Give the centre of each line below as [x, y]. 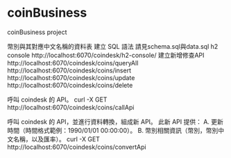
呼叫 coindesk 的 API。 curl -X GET [57, 100]
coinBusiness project [37, 32]
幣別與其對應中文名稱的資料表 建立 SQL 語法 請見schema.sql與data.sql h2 [113, 46]
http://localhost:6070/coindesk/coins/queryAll [73, 63]
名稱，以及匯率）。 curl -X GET [57, 139]
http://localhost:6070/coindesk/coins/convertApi [77, 147]
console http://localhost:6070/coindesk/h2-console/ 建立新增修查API [106, 55]
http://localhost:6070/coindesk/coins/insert [69, 70]
